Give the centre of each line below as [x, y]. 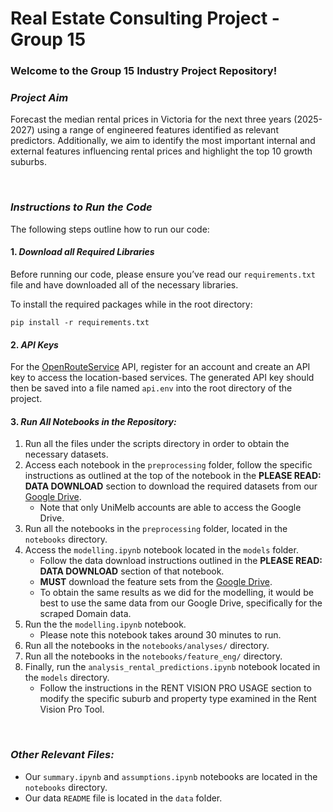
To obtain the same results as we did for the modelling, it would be [176, 593]
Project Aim [39, 98]
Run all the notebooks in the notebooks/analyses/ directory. [147, 646]
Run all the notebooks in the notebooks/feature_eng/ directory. [153, 656]
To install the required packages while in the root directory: [131, 304]
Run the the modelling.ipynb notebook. [105, 624]
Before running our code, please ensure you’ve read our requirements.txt [163, 274]
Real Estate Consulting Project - [145, 18]
